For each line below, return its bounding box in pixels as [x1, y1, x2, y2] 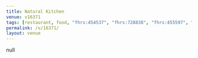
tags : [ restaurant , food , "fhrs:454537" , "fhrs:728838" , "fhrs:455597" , [6, 19, 189, 25]
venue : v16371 [6, 14, 41, 20]
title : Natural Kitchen [6, 8, 65, 15]
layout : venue [6, 30, 41, 36]
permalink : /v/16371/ [6, 25, 60, 31]
